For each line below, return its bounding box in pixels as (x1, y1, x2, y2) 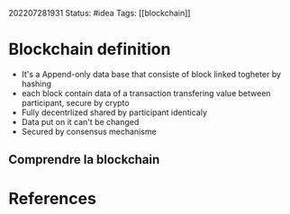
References (8, 188, 96, 209)
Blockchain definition (8, 40, 171, 59)
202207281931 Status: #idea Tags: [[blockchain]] (8, 8, 191, 18)
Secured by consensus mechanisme (21, 126, 157, 137)
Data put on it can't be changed (21, 116, 140, 127)
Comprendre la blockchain (8, 152, 160, 167)
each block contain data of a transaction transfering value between (21, 87, 271, 98)
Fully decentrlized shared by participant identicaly (21, 107, 208, 118)
